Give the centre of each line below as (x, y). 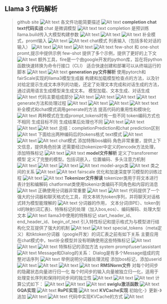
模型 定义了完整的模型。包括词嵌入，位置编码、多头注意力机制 (81, 159)
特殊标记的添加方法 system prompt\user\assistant (110, 247)
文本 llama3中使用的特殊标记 (57, 215)
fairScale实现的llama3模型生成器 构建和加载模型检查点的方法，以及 (86, 78)
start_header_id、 (116, 215)
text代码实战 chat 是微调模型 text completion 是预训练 (83, 28)
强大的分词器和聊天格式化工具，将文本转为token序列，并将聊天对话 (86, 197)
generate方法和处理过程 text (87, 103)
